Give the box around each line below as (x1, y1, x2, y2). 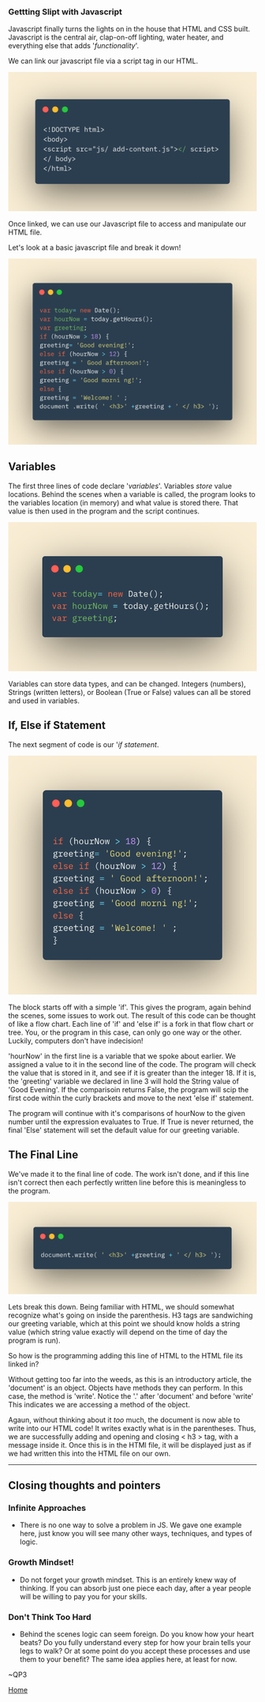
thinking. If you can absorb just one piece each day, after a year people (19, 1583, 252, 1593)
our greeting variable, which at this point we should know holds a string (8, 1318, 241, 1328)
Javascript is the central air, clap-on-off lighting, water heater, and (8, 32, 224, 42)
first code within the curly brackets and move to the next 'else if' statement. (8, 1093, 254, 1103)
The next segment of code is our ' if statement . (8, 739, 159, 749)
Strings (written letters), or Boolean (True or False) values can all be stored (8, 688, 251, 697)
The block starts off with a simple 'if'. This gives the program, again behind (8, 1002, 252, 1012)
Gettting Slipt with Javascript (8, 6, 122, 17)
